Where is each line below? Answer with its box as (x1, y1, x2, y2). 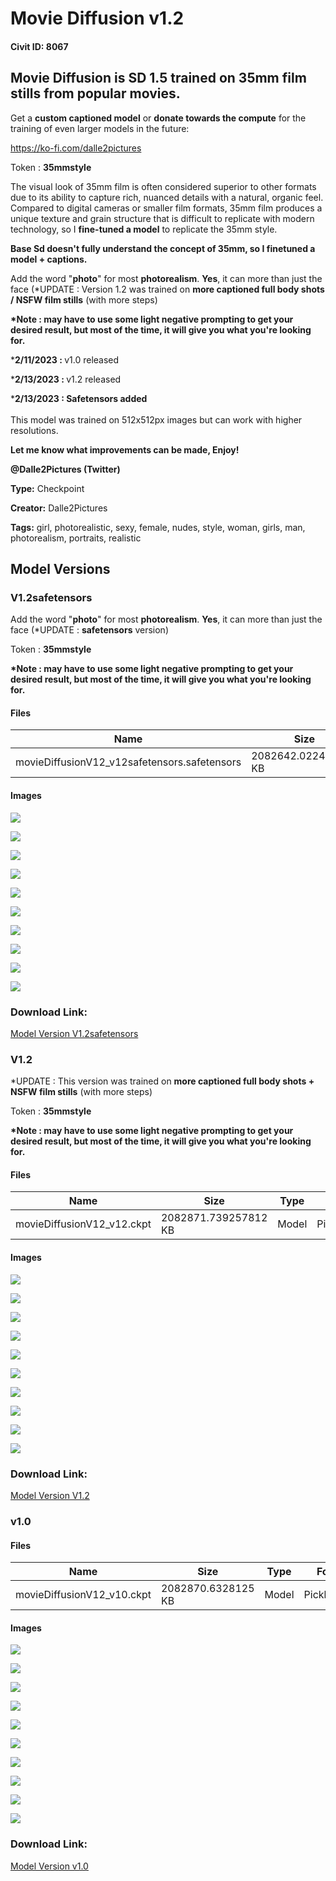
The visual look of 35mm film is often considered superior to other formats (10, 180, 317, 192)
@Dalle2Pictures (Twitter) (10, 463, 121, 475)
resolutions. (10, 424, 59, 436)
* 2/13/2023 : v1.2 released (10, 373, 122, 385)
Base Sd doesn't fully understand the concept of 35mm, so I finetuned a (10, 242, 316, 254)
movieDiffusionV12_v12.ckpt (15, 1217, 152, 1231)
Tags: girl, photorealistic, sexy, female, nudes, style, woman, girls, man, (10, 521, 306, 533)
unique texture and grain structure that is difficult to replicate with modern (10, 212, 315, 224)
